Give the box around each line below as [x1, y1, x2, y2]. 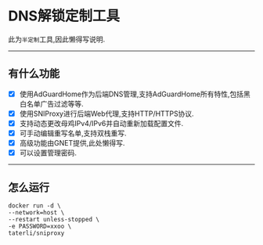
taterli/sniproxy [8, 229, 65, 237]
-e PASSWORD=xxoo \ [8, 222, 72, 230]
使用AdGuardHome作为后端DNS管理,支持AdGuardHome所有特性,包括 [19, 89, 244, 99]
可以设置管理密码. [19, 148, 77, 157]
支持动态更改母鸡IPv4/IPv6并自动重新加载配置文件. [19, 118, 184, 128]
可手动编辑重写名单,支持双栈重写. [19, 128, 127, 138]
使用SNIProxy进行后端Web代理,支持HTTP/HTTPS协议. [19, 109, 194, 118]
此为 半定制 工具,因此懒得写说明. [8, 34, 106, 44]
